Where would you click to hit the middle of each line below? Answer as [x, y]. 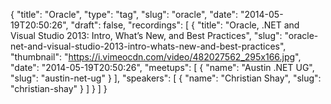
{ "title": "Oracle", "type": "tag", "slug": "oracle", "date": [124, 14]
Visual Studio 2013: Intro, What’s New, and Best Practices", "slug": [146, 35]
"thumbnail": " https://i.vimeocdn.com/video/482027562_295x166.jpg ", [156, 57]
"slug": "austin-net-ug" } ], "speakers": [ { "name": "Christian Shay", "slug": [166, 78]
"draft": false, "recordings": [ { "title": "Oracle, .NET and [185, 25]
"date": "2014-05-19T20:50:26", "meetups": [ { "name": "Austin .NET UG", [162, 67]
